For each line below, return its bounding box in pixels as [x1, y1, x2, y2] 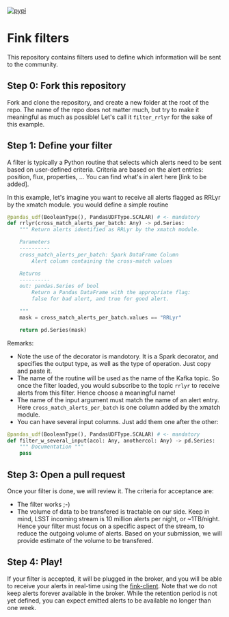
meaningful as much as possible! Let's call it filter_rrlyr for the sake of [7, 113, 213, 121]
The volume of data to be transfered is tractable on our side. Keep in [16, 508, 210, 516]
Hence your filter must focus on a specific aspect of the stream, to [16, 522, 205, 530]
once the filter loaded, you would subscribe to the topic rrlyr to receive [16, 381, 220, 389]
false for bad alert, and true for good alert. [31, 296, 170, 302]
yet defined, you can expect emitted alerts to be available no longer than [7, 596, 211, 605]
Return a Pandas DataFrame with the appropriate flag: [31, 289, 191, 296]
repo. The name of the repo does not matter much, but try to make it [7, 105, 200, 114]
